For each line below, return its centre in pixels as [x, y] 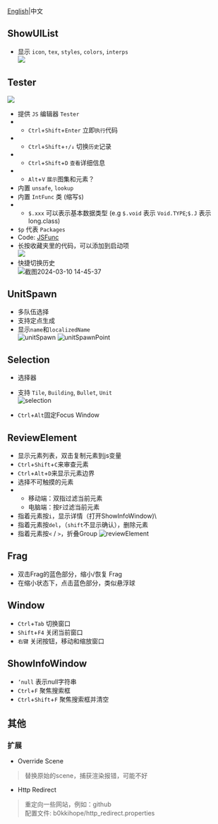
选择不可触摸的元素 [46, 482]
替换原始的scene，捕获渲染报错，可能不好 [86, 776]
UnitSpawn [32, 295]
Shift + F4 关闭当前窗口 [50, 632]
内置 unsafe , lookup [46, 188]
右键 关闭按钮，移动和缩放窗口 [61, 641]
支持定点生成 [36, 321]
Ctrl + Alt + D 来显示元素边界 [56, 473]
